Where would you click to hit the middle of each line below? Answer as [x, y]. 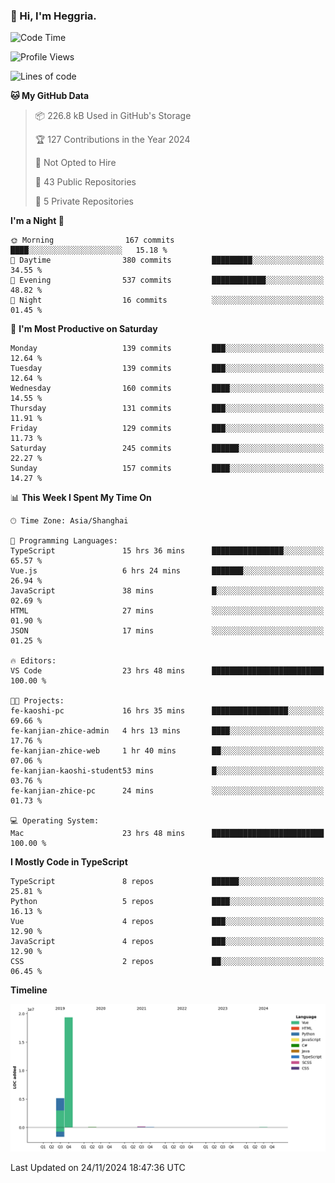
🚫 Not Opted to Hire [75, 163]
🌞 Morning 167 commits [92, 240]
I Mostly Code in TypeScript [69, 862]
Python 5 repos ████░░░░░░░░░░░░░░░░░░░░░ [167, 902]
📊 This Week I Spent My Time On [81, 498]
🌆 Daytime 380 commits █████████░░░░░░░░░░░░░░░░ [167, 260]
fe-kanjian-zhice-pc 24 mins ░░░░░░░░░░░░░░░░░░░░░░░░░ [167, 791]
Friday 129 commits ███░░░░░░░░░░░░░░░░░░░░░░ [167, 429]
